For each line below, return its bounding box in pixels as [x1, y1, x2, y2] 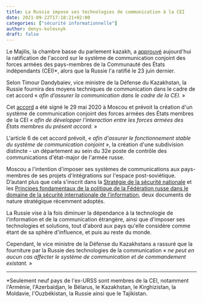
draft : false [6, 31, 39, 37]
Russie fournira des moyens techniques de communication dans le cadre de [6, 85, 195, 93]
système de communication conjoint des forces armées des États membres [6, 110, 194, 117]
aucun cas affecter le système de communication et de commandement [6, 253, 186, 261]
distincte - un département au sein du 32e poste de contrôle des [6, 148, 167, 155]
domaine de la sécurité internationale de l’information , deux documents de [6, 191, 192, 198]
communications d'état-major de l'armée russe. [6, 154, 125, 161]
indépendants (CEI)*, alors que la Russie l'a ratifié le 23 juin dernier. [6, 67, 175, 74]
